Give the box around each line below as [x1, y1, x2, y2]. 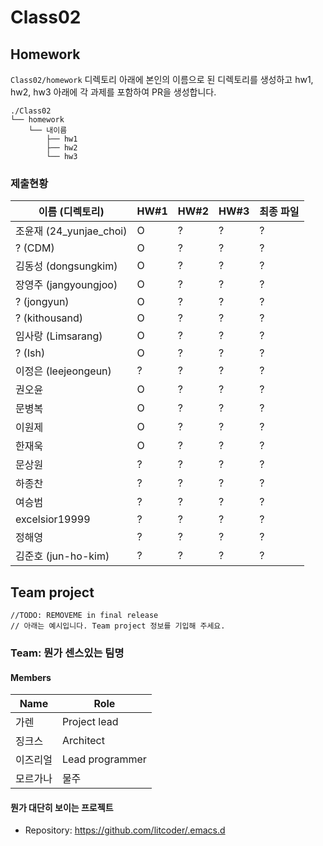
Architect [61, 734, 105, 748]
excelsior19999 [15, 512, 91, 526]
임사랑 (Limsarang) [15, 329, 103, 343]
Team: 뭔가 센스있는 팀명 [10, 646, 125, 660]
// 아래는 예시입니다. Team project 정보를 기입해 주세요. [10, 621, 226, 631]
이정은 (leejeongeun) [15, 364, 112, 378]
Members [10, 671, 52, 683]
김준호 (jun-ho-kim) [15, 549, 110, 563]
